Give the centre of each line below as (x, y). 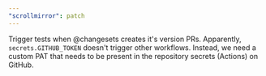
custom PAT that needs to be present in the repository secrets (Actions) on (133, 56)
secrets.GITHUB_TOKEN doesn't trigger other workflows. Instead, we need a (133, 47)
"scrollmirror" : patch (47, 16)
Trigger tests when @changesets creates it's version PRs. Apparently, (125, 39)
